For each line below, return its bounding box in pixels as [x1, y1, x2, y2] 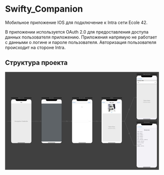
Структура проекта [5, 58, 68, 67]
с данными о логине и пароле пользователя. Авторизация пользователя [5, 39, 157, 45]
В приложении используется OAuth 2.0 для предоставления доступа [5, 29, 149, 35]
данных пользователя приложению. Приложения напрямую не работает [5, 34, 157, 40]
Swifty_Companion [5, 3, 83, 15]
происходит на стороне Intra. [5, 44, 66, 50]
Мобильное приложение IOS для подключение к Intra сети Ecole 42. [5, 19, 148, 25]
